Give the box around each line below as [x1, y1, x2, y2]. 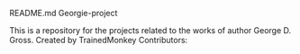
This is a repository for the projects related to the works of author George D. [9, 25, 292, 35]
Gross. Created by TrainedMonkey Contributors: [9, 35, 188, 45]
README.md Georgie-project [9, 8, 118, 18]
